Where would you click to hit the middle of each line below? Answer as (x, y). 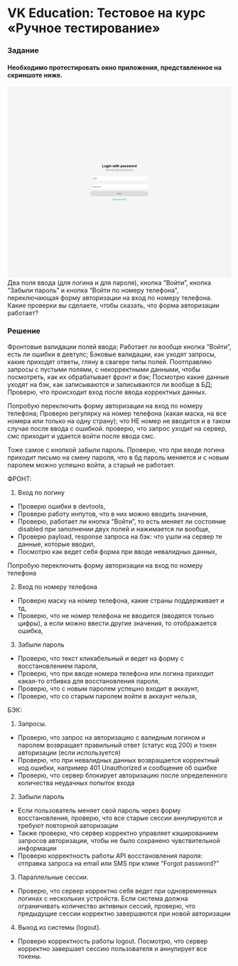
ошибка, (30, 630)
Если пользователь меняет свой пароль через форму (99, 810)
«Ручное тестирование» (84, 28)
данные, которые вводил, (56, 544)
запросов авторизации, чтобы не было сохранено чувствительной (119, 840)
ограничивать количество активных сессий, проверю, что (107, 906)
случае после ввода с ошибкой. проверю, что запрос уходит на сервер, (117, 428)
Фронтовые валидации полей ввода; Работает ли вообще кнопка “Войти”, (119, 346)
